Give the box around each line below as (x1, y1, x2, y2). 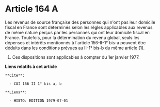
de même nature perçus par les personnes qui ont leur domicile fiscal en (5, 29, 150, 35)
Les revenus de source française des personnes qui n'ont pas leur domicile (5, 19, 156, 25)
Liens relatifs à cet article (5, 64, 57, 69)
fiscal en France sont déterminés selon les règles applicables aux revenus (5, 24, 153, 30)
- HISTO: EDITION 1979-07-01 (9, 98, 68, 103)
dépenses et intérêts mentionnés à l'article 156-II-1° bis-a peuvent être (5, 40, 146, 45)
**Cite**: (5, 73, 25, 78)
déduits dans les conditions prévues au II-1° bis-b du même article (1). (5, 45, 145, 51)
